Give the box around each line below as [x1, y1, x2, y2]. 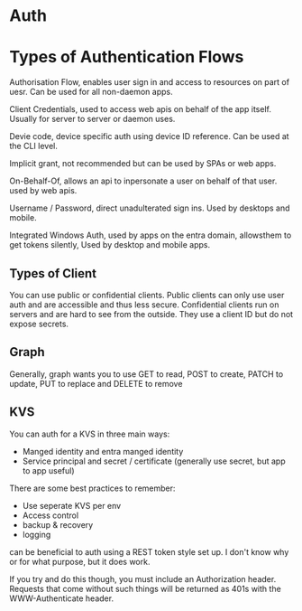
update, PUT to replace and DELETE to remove [9, 378, 183, 389]
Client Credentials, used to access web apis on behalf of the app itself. [9, 104, 272, 115]
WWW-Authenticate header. [9, 593, 114, 604]
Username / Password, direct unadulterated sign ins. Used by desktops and [9, 202, 290, 213]
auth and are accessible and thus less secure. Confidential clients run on [9, 299, 279, 310]
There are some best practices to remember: [9, 483, 176, 493]
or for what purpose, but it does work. [9, 556, 151, 567]
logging [22, 529, 51, 540]
